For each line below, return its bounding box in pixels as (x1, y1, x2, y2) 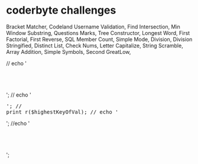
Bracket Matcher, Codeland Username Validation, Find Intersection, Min (6, 23, 180, 30)
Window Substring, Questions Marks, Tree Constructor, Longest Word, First (6, 29, 190, 36)
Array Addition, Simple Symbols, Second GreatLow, (6, 48, 131, 55)
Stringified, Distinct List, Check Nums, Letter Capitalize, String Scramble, (6, 42, 183, 49)
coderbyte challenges (6, 4, 116, 17)
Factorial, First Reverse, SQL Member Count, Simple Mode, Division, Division (6, 36, 193, 43)
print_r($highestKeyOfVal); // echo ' (6, 108, 119, 115)
